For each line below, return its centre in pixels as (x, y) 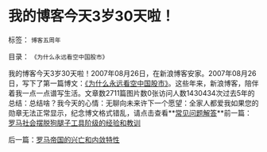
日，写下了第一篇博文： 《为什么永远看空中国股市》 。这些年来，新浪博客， (126, 83)
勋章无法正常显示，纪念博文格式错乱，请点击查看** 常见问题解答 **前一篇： (130, 112)
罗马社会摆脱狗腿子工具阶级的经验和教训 (74, 123)
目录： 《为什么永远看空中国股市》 (58, 56)
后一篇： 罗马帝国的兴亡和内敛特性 (64, 139)
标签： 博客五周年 (35, 40)
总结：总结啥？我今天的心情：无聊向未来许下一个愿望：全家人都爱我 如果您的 (133, 103)
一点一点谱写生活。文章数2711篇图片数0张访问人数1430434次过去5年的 (138, 93)
